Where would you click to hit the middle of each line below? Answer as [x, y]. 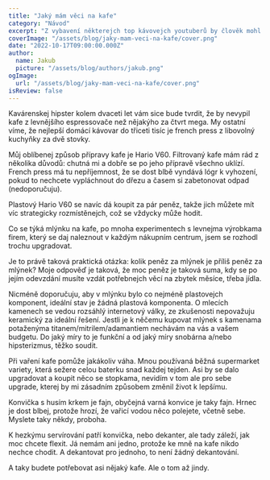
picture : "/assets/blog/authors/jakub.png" [89, 68]
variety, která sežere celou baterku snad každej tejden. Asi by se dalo [124, 370]
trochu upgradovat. [40, 246]
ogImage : [23, 76]
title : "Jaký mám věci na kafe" [62, 16]
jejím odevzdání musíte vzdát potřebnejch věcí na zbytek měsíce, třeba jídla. [135, 279]
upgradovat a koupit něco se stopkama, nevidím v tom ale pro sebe [120, 379]
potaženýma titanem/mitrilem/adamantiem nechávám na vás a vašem [124, 329]
